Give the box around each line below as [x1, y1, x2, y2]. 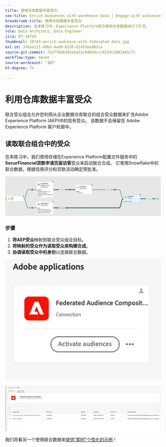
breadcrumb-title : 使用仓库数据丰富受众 [5, 18, 82, 23]
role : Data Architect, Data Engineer [5, 29, 83, 34]
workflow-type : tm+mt [5, 55, 50, 60]
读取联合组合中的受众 [5, 140, 70, 148]
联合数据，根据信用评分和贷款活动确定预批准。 [5, 166, 100, 172]
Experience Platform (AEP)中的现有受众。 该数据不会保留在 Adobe [5, 118, 140, 124]
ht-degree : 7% [5, 65, 35, 70]
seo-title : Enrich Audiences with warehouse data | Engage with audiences [5, 13, 163, 18]
